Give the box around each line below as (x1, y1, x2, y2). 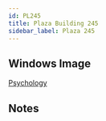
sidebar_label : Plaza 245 (8, 27, 95, 35)
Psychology (8, 78, 47, 88)
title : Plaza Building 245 (8, 19, 99, 27)
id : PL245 (8, 11, 42, 20)
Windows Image (8, 56, 92, 70)
